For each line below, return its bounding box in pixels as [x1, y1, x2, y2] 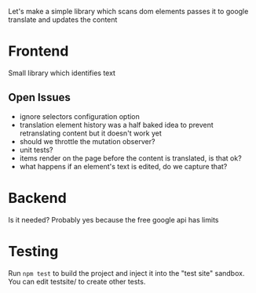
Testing [8, 242, 59, 260]
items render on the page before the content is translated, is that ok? [19, 153, 242, 163]
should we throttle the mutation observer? [19, 136, 155, 146]
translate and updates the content [8, 15, 118, 24]
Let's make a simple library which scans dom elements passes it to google [8, 7, 249, 16]
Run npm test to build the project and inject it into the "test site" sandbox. [8, 268, 245, 277]
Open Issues [8, 91, 71, 104]
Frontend [8, 42, 69, 60]
